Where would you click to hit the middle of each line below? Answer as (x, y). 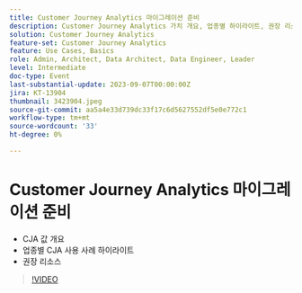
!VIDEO (44, 279)
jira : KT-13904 (38, 93)
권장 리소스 (42, 261)
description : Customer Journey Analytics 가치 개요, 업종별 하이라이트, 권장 (145, 26)
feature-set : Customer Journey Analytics (88, 43)
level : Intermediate (48, 68)
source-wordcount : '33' (54, 127)
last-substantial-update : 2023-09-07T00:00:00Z (100, 84)
